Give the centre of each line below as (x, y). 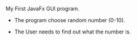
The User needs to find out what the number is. (72, 32)
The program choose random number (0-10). (70, 20)
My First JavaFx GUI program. (43, 9)
